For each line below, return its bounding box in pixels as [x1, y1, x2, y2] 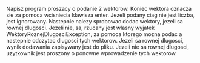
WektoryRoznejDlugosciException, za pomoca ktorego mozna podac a [6, 31, 182, 38]
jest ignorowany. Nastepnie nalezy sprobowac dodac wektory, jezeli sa [6, 18, 183, 25]
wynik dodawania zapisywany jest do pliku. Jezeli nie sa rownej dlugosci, [6, 43, 190, 50]
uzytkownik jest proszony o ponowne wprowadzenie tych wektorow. [6, 50, 177, 56]
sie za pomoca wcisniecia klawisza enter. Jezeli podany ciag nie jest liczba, [6, 11, 195, 19]
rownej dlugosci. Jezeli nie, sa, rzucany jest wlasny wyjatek [6, 24, 155, 31]
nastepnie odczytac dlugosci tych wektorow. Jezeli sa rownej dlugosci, [6, 37, 184, 44]
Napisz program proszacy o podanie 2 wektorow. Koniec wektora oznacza [6, 5, 192, 12]
